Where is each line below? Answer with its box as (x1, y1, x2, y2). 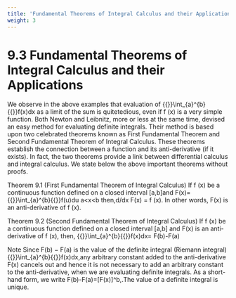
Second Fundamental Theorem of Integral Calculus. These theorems (7, 138, 206, 146)
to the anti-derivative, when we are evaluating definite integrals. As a (7, 268, 206, 276)
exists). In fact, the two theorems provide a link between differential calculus (7, 153, 228, 161)
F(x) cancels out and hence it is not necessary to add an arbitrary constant (7, 261, 223, 269)
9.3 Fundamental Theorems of (7, 47, 188, 63)
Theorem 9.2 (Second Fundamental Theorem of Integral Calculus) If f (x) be (7, 217, 226, 226)
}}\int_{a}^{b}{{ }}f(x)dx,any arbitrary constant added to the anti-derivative (12, 253, 226, 261)
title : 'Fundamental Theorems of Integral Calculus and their (7, 10, 193, 18)
